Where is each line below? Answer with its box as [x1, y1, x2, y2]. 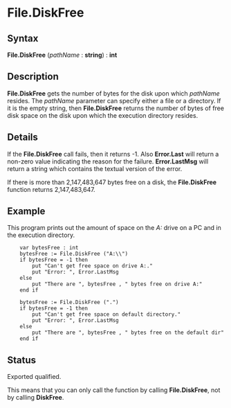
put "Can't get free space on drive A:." [32, 263, 154, 269]
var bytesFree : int [19, 245, 79, 251]
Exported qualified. [7, 373, 62, 381]
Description [7, 71, 59, 82]
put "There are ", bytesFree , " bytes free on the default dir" [32, 329, 225, 337]
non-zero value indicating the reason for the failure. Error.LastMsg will [7, 157, 209, 166]
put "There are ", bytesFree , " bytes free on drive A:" [32, 281, 203, 288]
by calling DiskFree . [7, 393, 64, 402]
